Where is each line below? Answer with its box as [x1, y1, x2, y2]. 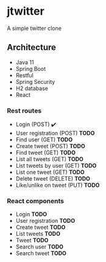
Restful [15, 72, 34, 79]
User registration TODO [15, 217, 76, 225]
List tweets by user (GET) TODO [15, 162, 97, 170]
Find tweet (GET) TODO [15, 149, 76, 157]
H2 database [15, 84, 48, 92]
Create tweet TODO [15, 223, 66, 231]
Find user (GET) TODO [15, 136, 72, 143]
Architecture [7, 42, 57, 53]
